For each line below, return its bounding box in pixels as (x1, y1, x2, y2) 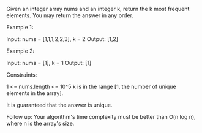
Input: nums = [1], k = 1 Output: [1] (6, 59, 92, 66)
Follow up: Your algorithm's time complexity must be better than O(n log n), (6, 113, 196, 120)
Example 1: (6, 24, 34, 31)
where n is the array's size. (6, 120, 75, 127)
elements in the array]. (6, 89, 64, 97)
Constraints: (6, 71, 37, 78)
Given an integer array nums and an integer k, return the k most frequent (6, 6, 190, 12)
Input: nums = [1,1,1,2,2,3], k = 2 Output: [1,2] (6, 36, 118, 42)
